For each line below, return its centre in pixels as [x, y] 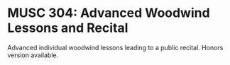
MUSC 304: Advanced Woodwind [109, 13]
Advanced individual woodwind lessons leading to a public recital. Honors [115, 47]
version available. [33, 55]
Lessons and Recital [68, 28]
